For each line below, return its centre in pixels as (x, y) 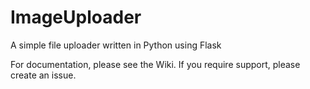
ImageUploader (76, 17)
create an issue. (43, 75)
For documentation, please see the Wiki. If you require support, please (155, 64)
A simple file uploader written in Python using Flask (116, 45)
